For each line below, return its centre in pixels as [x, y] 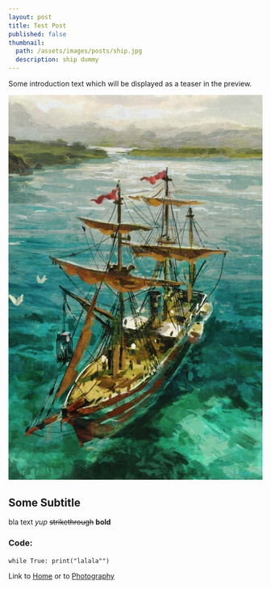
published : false [38, 34]
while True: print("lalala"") [59, 562]
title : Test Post [38, 25]
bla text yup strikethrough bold [60, 522]
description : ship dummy [57, 60]
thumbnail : [27, 43]
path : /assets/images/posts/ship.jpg [79, 51]
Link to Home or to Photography [62, 576]
